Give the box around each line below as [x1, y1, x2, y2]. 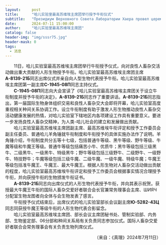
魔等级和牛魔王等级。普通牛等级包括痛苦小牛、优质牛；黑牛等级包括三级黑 [5, 143, 157, 149]
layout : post [5, 7, 41, 12]
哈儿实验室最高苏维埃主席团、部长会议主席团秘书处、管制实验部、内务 [14, 211, 157, 217]
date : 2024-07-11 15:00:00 [5, 21, 74, 26]
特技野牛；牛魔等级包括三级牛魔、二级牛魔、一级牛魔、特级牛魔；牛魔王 [13, 155, 161, 161]
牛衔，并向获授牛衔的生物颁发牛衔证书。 [5, 174, 87, 180]
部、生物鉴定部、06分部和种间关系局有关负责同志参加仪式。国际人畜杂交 [5, 217, 154, 223]
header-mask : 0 [5, 40, 37, 45]
